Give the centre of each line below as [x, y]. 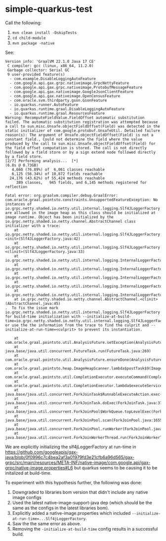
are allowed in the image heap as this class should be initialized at [80, 213]
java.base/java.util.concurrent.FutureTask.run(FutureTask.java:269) [78, 351]
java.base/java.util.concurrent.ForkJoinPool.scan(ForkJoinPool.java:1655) [85, 420]
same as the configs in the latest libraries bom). [61, 508]
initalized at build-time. [28, 473]
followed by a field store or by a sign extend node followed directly [80, 152]
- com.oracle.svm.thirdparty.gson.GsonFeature [58, 100]
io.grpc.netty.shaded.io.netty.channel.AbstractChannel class [70, 221]
